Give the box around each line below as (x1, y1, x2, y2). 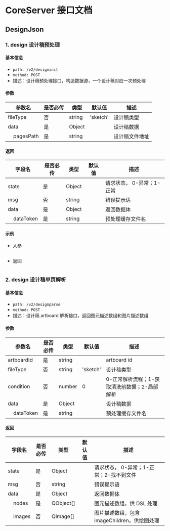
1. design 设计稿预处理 (5, 41, 60, 48)
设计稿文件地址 (113, 132, 149, 140)
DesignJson (5, 25, 44, 33)
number (59, 383, 77, 390)
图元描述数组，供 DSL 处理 (94, 500, 158, 507)
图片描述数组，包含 (94, 509, 140, 516)
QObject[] (51, 499, 75, 506)
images (13, 513, 31, 520)
